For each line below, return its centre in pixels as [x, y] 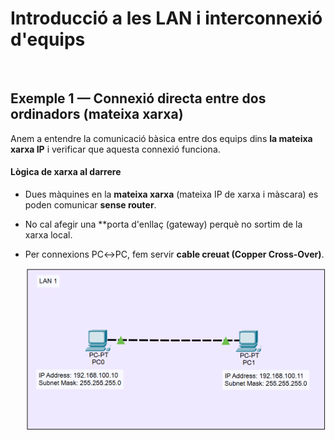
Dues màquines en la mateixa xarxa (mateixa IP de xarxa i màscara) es [171, 194]
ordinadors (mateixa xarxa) [97, 114]
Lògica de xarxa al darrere [66, 172]
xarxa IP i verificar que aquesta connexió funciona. [115, 149]
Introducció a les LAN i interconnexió [166, 18]
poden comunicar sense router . [90, 204]
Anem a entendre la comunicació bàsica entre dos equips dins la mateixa [161, 138]
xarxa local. [48, 234]
